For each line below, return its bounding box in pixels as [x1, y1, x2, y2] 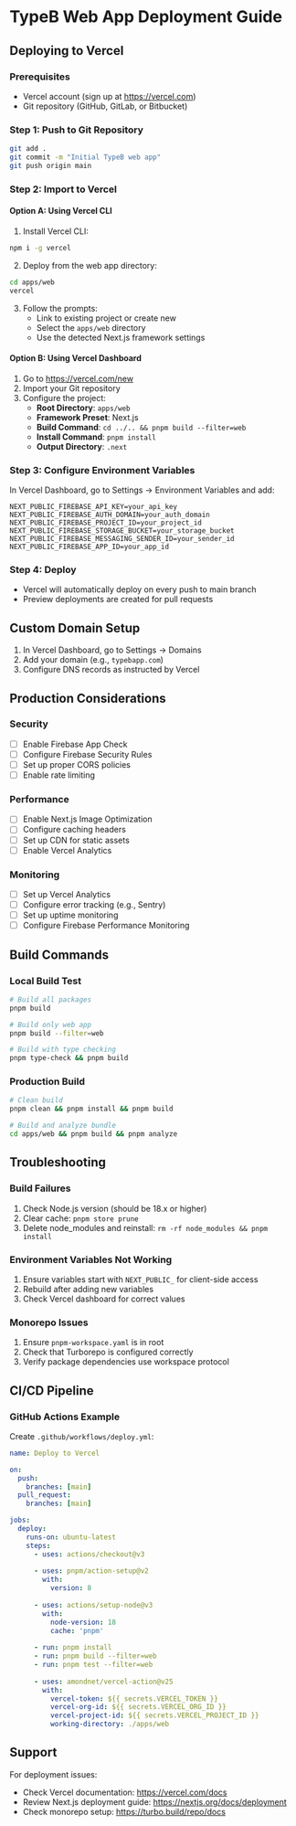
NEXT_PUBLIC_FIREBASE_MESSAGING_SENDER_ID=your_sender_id [9, 535, 235, 544]
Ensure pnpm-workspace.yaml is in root [22, 1337, 164, 1348]
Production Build [9, 1076, 85, 1088]
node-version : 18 [49, 1618, 117, 1627]
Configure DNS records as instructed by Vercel [22, 664, 200, 675]
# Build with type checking [9, 1045, 117, 1055]
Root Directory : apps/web [36, 402, 131, 413]
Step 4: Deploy [9, 563, 77, 576]
